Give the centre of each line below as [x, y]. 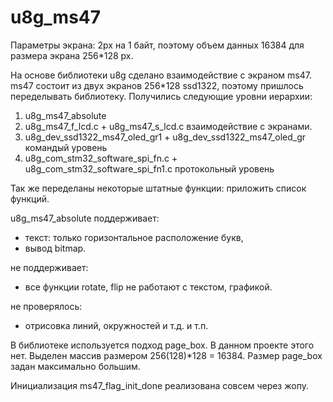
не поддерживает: [49, 267]
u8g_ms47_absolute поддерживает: [85, 218]
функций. [30, 198]
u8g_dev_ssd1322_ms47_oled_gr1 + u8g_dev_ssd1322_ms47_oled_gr [165, 137]
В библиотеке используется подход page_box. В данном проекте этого [162, 345]
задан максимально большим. [75, 366]
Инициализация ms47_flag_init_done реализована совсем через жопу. [159, 385]
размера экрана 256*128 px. [72, 55]
